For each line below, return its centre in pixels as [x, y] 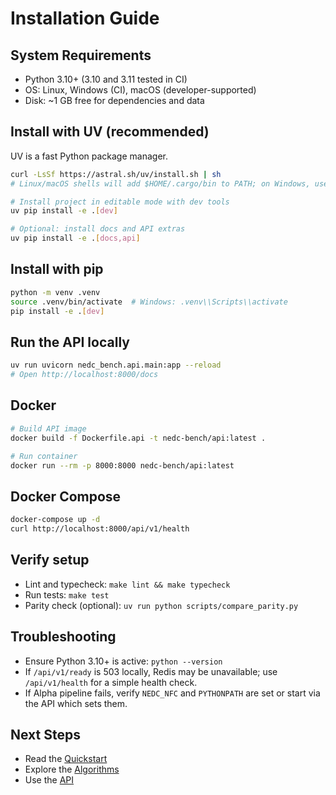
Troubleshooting [63, 637]
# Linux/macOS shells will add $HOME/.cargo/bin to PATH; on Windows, [160, 183]
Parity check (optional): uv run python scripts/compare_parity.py [161, 605]
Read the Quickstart [66, 759]
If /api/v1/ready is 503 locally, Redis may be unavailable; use [151, 671]
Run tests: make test [67, 594]
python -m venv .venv [55, 292]
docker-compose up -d [55, 520]
